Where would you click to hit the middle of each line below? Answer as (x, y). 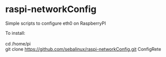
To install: (15, 33)
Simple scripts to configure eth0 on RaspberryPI (56, 23)
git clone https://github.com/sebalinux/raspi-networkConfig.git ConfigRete (83, 49)
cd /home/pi (18, 43)
